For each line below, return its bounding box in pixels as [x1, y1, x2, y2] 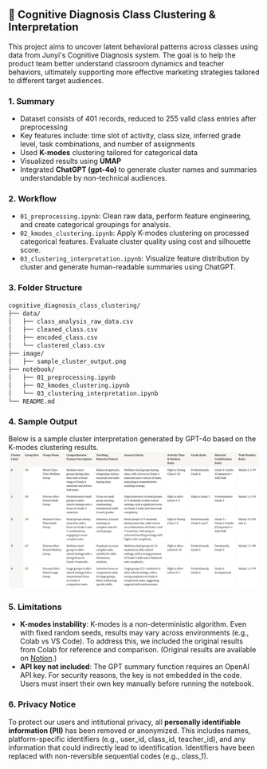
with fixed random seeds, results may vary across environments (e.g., [19, 628, 249, 638]
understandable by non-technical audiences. [19, 173, 167, 183]
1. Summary [8, 95, 55, 106]
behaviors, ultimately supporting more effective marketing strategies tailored [8, 67, 260, 77]
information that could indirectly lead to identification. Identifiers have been [8, 743, 255, 752]
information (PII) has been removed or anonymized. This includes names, [8, 725, 251, 735]
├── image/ [8, 349, 45, 357]
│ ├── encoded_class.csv [8, 333, 98, 341]
